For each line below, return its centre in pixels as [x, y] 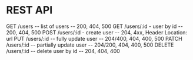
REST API [29, 10]
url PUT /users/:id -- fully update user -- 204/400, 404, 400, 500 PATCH [94, 38]
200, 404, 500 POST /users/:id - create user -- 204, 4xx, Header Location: [96, 32]
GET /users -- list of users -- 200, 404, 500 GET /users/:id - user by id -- [95, 26]
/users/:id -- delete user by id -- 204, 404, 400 [63, 51]
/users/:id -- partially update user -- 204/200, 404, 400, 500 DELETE [90, 45]
